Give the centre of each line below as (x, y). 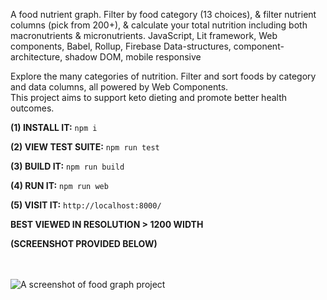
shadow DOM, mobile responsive (133, 57)
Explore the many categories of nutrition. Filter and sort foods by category (163, 76)
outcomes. (32, 108)
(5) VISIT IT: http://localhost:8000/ (86, 205)
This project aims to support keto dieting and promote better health (149, 97)
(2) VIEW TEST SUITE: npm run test (85, 147)
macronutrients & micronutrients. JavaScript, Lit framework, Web (144, 35)
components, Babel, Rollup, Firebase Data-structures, (121, 46)
